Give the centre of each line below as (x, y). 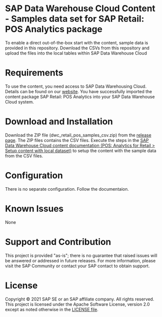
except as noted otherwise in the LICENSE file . (52, 309)
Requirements (34, 73)
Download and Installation (59, 122)
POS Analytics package (54, 29)
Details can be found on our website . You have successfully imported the (79, 91)
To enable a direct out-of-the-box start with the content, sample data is (77, 42)
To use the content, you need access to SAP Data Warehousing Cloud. (76, 86)
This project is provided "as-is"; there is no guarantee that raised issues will (81, 255)
